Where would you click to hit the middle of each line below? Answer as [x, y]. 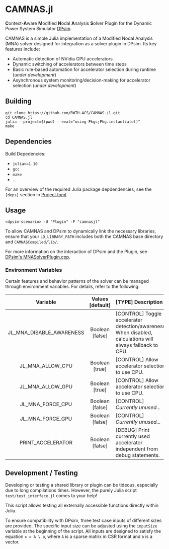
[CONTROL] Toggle [139, 313]
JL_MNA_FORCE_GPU [46, 419]
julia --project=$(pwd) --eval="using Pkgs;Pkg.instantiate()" [73, 122]
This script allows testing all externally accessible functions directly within [82, 505]
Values [100, 299]
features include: [23, 49]
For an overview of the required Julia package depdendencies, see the [78, 189]
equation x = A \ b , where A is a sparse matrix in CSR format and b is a [79, 536]
